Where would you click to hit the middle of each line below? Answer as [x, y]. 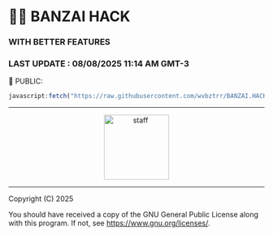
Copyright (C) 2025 [41, 199]
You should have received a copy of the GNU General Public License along [133, 215]
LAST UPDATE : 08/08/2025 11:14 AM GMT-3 [99, 64]
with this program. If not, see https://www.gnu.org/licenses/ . [109, 223]
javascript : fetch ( [39, 97]
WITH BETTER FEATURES [60, 42]
